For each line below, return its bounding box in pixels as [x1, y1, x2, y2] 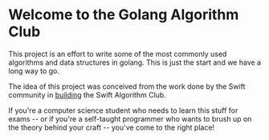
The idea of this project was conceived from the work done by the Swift [8, 82, 246, 91]
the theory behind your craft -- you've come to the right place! [8, 122, 215, 132]
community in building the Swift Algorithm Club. [8, 90, 166, 99]
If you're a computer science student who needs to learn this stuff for [8, 106, 238, 115]
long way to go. [8, 66, 60, 75]
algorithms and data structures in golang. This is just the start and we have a [8, 58, 262, 67]
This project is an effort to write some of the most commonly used [8, 49, 227, 58]
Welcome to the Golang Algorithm [8, 6, 239, 24]
